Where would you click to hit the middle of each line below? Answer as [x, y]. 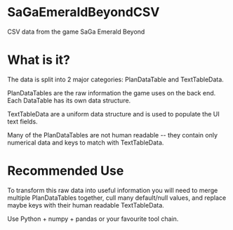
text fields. [22, 121]
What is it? [39, 60]
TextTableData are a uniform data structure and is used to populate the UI [113, 114]
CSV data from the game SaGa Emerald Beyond [76, 32]
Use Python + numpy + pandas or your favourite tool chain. [93, 219]
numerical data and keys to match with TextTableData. [86, 142]
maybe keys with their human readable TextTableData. [86, 205]
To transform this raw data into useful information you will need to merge [113, 190]
